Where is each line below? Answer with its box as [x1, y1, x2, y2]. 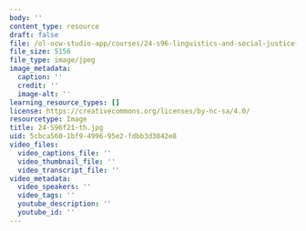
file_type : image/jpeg [9, 55, 96, 65]
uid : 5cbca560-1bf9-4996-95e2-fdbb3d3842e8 [9, 132, 178, 141]
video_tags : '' [17, 191, 76, 200]
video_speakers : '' [17, 183, 92, 192]
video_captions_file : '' [17, 148, 112, 157]
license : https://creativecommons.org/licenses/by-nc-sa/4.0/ [9, 106, 250, 115]
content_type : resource [9, 22, 100, 31]
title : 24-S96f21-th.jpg [9, 124, 104, 133]
